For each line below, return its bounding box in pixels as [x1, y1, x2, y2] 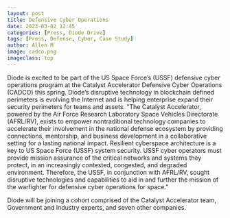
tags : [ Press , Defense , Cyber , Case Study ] [7, 36, 134, 43]
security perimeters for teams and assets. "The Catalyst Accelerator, [7, 102, 201, 110]
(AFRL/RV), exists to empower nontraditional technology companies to [7, 117, 206, 125]
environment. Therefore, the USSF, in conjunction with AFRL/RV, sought [7, 168, 210, 176]
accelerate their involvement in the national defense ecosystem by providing [7, 124, 223, 132]
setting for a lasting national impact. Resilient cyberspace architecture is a [7, 138, 216, 147]
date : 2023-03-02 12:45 [7, 23, 76, 29]
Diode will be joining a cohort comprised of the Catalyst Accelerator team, [7, 196, 217, 204]
